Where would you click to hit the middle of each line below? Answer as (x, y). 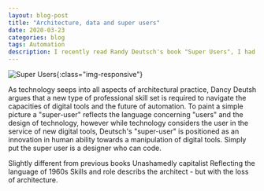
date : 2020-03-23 (37, 30)
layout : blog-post (38, 15)
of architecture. (33, 180)
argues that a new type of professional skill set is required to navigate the (127, 98)
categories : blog (37, 37)
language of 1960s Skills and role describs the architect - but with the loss (128, 171)
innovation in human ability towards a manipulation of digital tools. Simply (127, 140)
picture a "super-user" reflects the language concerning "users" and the (126, 114)
